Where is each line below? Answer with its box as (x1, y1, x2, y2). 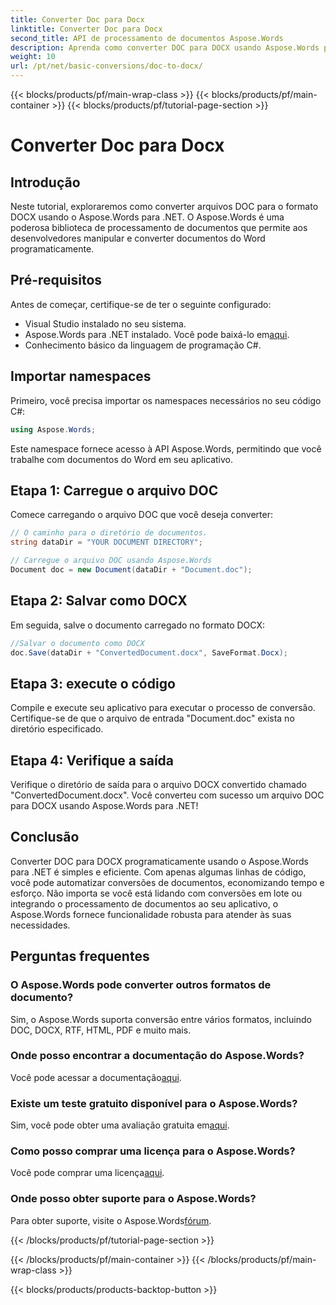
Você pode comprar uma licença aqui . (10, 1167, 165, 1179)
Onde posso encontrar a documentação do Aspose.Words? (10, 1049, 305, 1063)
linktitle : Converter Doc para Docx (10, 24, 163, 34)
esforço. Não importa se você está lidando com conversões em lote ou (10, 887, 303, 899)
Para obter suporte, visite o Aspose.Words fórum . (10, 1214, 212, 1226)
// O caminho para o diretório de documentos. (10, 528, 208, 538)
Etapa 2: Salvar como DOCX (10, 592, 188, 610)
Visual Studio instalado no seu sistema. (24, 317, 187, 330)
